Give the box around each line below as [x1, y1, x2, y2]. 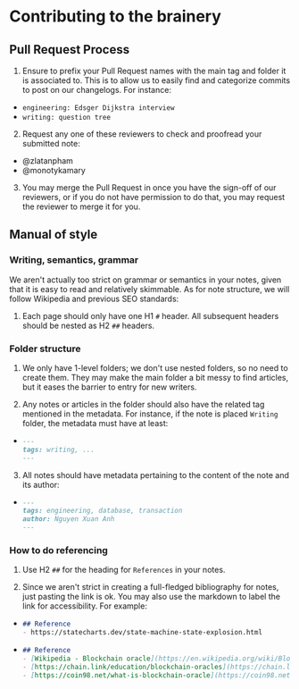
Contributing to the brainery [9, 6, 221, 27]
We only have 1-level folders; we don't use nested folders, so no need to [21, 362, 288, 373]
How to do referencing [9, 544, 109, 557]
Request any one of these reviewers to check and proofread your [21, 129, 262, 139]
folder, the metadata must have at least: [21, 417, 169, 428]
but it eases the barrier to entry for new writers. [21, 382, 197, 392]
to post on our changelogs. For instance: [21, 85, 172, 95]
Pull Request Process [9, 42, 130, 57]
